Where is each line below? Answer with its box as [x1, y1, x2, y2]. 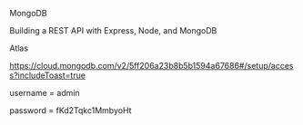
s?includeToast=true [9, 70, 86, 81]
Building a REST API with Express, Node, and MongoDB [9, 25, 217, 35]
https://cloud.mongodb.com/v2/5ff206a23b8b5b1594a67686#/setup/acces [9, 61, 294, 71]
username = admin [9, 88, 80, 98]
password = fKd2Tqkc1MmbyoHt [9, 105, 132, 116]
